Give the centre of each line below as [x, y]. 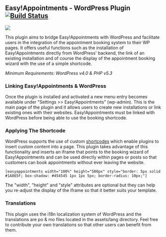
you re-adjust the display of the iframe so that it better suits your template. [81, 190]
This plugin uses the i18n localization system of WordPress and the [73, 214]
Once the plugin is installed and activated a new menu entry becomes [76, 97]
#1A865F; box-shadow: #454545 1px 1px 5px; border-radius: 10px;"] [76, 176]
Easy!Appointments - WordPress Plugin [68, 8]
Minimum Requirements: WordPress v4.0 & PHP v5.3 [59, 73]
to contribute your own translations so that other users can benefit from [78, 225]
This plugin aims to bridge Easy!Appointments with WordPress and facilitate [83, 37]
